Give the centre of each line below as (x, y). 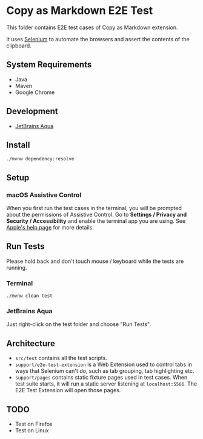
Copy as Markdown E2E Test (80, 11)
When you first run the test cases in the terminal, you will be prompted (94, 208)
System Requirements (49, 65)
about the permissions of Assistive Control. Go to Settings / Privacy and (97, 215)
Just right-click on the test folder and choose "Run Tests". (79, 324)
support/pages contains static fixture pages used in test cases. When (101, 378)
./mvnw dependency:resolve (40, 159)
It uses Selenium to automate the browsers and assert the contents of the (98, 39)
